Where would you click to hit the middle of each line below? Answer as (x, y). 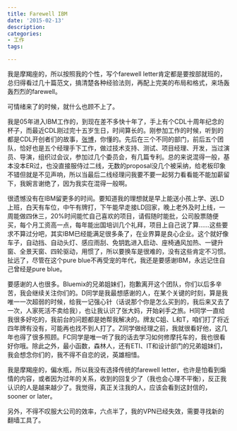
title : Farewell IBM (38, 14)
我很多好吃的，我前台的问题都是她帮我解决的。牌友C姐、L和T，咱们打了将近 (119, 319)
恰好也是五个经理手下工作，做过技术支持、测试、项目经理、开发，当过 (121, 148)
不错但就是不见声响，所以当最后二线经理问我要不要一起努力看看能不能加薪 (115, 175)
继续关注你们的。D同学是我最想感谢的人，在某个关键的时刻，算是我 (130, 293)
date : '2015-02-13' (36, 20)
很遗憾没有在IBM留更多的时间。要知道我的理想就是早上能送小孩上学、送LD (116, 198)
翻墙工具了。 (26, 420)
